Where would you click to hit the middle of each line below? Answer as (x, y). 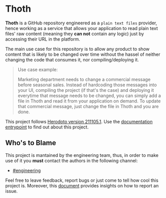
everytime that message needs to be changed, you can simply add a (89, 95)
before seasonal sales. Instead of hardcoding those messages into (87, 85)
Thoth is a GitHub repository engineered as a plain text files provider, (81, 23)
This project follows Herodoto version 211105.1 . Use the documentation (79, 121)
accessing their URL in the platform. (43, 39)
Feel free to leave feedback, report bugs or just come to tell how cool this (82, 180)
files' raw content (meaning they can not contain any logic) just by (75, 34)
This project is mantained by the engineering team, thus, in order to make (82, 155)
